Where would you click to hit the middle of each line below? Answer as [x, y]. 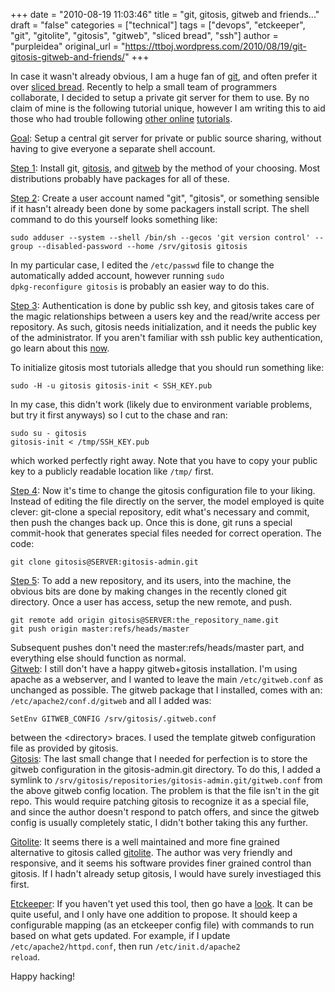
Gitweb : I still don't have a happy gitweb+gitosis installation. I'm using [154, 668]
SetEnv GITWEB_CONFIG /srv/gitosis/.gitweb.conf [113, 719]
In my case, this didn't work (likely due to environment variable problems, [161, 404]
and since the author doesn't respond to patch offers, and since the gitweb [165, 812]
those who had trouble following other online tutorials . [121, 118]
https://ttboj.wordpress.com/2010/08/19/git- [215, 46]
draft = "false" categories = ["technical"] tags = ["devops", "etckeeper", [158, 25]
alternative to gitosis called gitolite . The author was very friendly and [151, 852]
